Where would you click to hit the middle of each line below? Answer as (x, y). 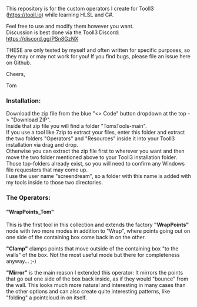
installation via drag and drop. (42, 145)
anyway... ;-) (21, 261)
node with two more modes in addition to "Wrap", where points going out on (98, 231)
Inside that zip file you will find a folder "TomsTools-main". (76, 126)
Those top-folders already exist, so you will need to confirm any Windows (96, 164)
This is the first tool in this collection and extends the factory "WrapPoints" (98, 225)
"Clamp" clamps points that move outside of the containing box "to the (92, 249)
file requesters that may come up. (47, 170)
